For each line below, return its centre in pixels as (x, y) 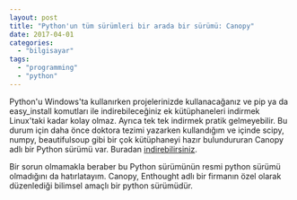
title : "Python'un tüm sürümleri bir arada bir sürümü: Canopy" (132, 26)
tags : (19, 59)
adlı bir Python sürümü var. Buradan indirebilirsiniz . (103, 149)
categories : (31, 43)
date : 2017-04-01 (42, 34)
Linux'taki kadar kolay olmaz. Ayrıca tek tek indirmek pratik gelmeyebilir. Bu (148, 120)
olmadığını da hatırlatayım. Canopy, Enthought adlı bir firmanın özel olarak (145, 176)
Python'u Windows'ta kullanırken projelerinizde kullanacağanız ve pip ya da (149, 101)
